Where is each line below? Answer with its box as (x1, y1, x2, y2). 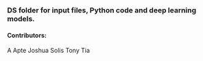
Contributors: (7, 31, 47, 39)
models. (7, 14, 36, 23)
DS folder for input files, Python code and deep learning (7, 5, 197, 15)
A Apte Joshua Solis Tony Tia (7, 47, 91, 55)
